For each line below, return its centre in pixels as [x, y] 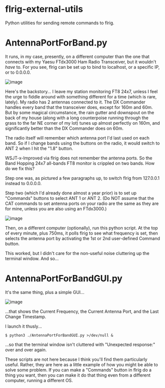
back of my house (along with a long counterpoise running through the [77, 118]
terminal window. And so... [32, 258]
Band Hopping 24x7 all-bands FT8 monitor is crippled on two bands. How [80, 163]
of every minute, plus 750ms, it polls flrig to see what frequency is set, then [82, 233]
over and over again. [26, 349]
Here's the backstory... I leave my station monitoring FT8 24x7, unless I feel [82, 91]
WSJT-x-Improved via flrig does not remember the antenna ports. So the [79, 158]
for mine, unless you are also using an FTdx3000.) [56, 208]
